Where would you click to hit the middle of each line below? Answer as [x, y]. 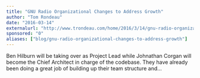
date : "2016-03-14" [30, 22]
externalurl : [22, 28]
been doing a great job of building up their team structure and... [84, 68]
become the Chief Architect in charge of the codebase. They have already [97, 62]
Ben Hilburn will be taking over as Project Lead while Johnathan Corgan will [99, 56]
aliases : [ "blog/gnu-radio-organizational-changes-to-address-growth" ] [97, 39]
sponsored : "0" [25, 34]
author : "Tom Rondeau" [34, 17]
